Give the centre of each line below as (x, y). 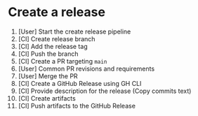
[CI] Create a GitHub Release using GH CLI (80, 83)
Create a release (57, 12)
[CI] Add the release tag (53, 46)
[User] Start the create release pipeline (74, 31)
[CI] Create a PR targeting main (62, 61)
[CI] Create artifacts (47, 98)
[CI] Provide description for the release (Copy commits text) (105, 91)
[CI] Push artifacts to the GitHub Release (77, 106)
